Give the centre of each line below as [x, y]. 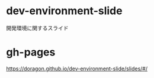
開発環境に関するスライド [37, 28]
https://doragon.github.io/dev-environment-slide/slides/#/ [77, 69]
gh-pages [31, 52]
